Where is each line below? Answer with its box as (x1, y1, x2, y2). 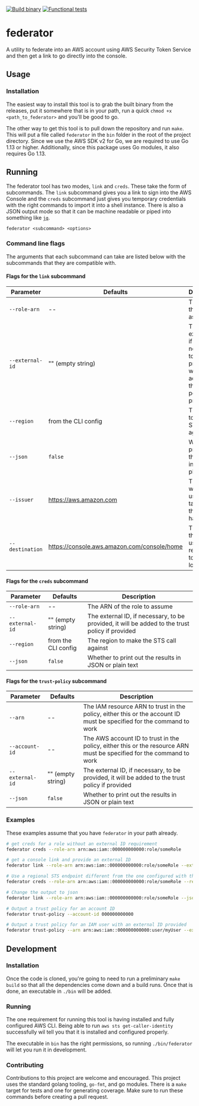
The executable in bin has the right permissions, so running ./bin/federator (6, 1040, 192, 1047)
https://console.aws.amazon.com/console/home (48, 542, 183, 551)
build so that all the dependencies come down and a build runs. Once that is (6, 981, 193, 988)
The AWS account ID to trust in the (83, 734, 179, 743)
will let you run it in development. (6, 1046, 87, 1053)
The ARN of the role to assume (87, 602, 173, 610)
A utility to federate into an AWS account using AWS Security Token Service (6, 46, 191, 53)
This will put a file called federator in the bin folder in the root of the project (6, 131, 191, 138)
